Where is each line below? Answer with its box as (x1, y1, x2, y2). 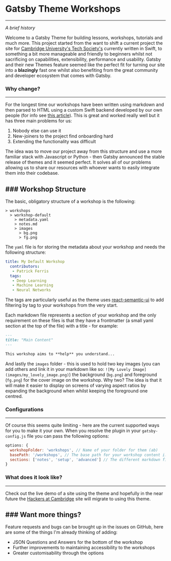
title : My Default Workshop (5, 259, 65, 264)
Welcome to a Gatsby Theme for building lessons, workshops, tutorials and (5, 34, 163, 41)
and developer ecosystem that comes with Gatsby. (5, 72, 112, 78)
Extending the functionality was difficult (12, 139, 96, 145)
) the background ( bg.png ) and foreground (69, 371, 157, 378)
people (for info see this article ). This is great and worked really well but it (5, 113, 160, 119)
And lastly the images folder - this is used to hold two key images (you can (5, 360, 160, 367)
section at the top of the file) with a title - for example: (5, 323, 119, 329)
